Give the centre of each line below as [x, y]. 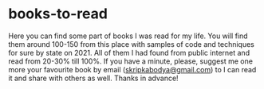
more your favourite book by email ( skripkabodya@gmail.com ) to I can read [132, 69]
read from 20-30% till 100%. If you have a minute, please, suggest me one [131, 61]
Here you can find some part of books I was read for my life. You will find [128, 36]
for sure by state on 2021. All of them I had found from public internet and [129, 52]
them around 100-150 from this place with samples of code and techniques [132, 44]
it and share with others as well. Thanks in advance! [93, 78]
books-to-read [58, 14]
